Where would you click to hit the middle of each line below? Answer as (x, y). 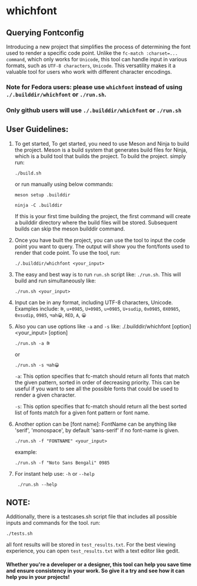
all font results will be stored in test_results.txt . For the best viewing (91, 545)
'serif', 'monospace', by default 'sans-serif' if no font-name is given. (97, 430)
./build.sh (28, 173)
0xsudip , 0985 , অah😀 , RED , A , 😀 (50, 315)
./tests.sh (19, 534)
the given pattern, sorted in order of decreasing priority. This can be (97, 382)
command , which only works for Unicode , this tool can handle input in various (96, 59)
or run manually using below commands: (64, 184)
